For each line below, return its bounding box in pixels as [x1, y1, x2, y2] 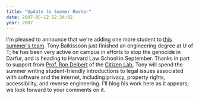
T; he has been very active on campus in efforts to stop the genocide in [6, 49, 181, 56]
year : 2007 [6, 20, 33, 25]
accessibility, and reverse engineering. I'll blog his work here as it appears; [6, 80, 189, 87]
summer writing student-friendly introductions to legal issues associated [6, 68, 184, 75]
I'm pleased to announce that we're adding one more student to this [6, 36, 172, 43]
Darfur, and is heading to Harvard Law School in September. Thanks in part [6, 55, 190, 62]
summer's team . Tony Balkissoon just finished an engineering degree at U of [6, 42, 194, 49]
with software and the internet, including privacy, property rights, [6, 74, 166, 81]
